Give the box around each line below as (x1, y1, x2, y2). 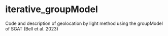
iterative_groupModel (5, 4, 98, 15)
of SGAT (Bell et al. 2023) (5, 25, 58, 31)
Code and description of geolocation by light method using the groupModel (5, 20, 163, 26)
